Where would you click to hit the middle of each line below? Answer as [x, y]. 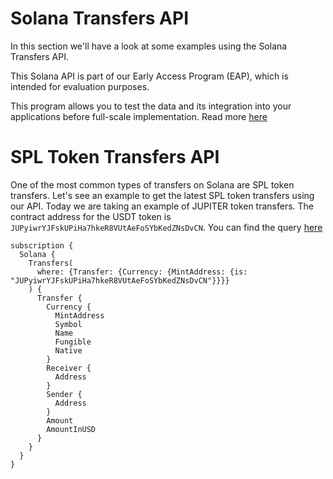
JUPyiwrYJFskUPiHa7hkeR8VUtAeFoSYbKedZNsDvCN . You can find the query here [166, 227]
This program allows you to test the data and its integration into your [151, 106]
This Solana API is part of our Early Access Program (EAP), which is [149, 76]
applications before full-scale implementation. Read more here [139, 116]
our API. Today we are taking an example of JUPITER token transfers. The [162, 206]
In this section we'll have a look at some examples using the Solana [149, 46]
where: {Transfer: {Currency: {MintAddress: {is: [142, 272]
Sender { [64, 394]
